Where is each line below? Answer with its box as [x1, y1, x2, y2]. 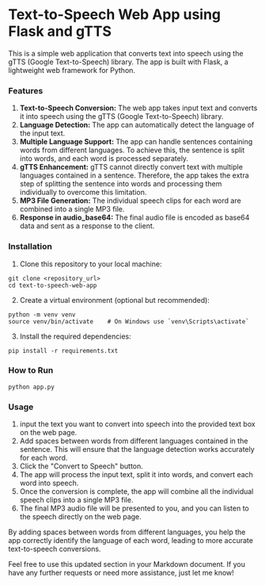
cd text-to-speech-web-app [8, 281, 97, 289]
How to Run [8, 365, 54, 376]
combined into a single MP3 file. [19, 205, 125, 214]
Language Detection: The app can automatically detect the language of [19, 120, 255, 130]
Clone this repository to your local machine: [19, 259, 162, 269]
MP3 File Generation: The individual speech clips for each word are [19, 196, 241, 205]
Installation [8, 241, 53, 252]
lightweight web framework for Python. [8, 65, 136, 75]
